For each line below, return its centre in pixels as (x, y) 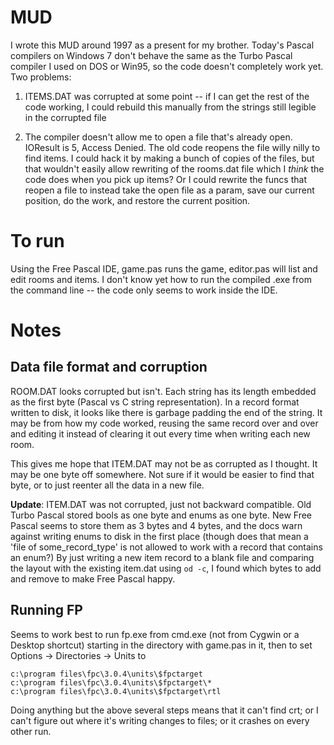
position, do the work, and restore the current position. (137, 200)
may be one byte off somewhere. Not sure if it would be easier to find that (162, 474)
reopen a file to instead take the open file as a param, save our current (169, 190)
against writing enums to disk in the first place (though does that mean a (159, 536)
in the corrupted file (65, 117)
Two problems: (41, 77)
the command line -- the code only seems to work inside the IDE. (144, 290)
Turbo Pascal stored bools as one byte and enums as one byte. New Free (161, 515)
